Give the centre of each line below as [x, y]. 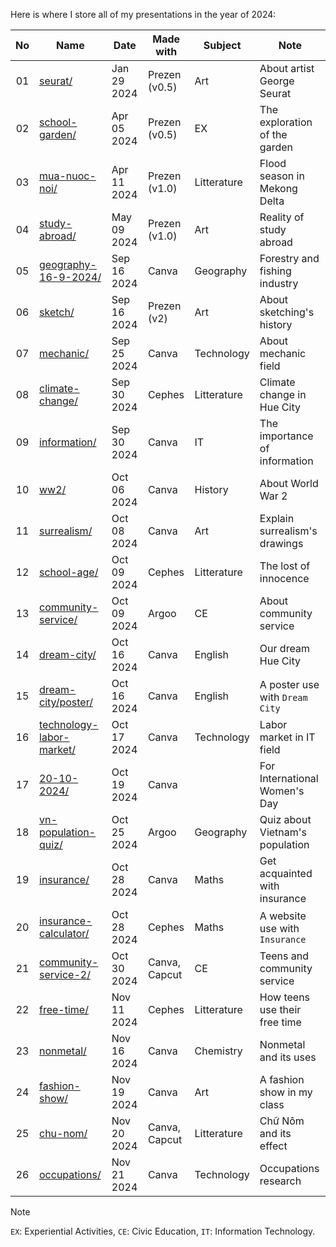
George [277, 81]
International [289, 778]
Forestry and [289, 258]
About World [289, 483]
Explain [277, 518]
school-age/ [69, 572]
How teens [285, 997]
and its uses [288, 1057]
